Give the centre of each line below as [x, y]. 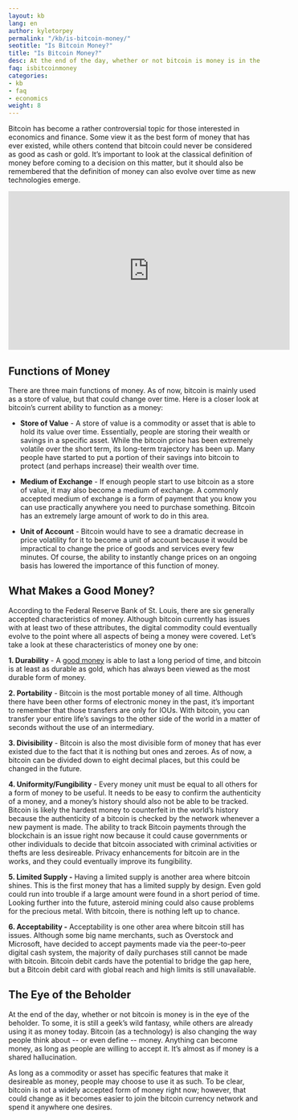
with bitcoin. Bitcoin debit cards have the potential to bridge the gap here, [130, 960]
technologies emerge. [45, 180]
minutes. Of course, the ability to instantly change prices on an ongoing [138, 557]
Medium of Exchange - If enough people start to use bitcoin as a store [137, 481]
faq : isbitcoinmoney [43, 68]
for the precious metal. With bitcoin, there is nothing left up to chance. [124, 911]
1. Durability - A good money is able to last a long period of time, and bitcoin [135, 660]
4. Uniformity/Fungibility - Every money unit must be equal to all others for [133, 784]
